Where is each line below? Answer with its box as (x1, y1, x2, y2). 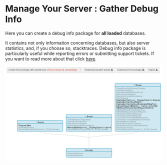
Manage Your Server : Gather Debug (5, 3, 159, 14)
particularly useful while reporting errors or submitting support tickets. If (5, 50, 154, 56)
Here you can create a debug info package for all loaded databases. (5, 30, 146, 36)
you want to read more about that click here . (5, 55, 96, 61)
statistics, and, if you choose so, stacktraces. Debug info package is (5, 45, 146, 51)
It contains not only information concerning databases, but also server (5, 39, 150, 45)
